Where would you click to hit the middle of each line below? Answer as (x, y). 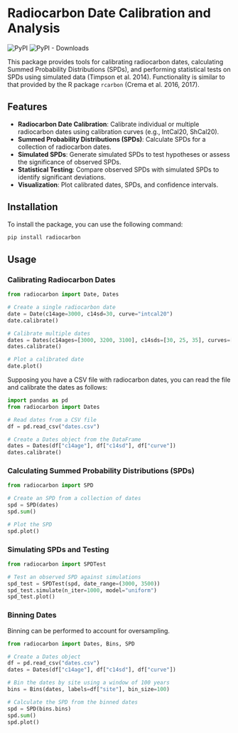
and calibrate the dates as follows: (58, 387)
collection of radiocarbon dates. (64, 147)
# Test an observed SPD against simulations (74, 577)
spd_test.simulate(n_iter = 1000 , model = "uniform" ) (82, 590)
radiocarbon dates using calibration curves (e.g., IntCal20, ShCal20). (118, 131)
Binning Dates (32, 615)
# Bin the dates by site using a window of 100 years (89, 683)
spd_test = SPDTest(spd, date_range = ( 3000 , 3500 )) (84, 583)
